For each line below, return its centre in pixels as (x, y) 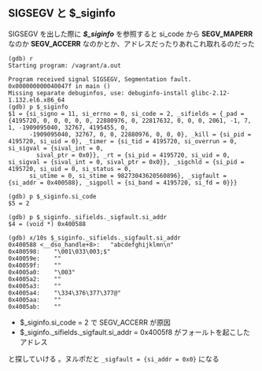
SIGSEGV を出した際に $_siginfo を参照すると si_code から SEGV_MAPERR (131, 34)
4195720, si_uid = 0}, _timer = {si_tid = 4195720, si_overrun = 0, (123, 141)
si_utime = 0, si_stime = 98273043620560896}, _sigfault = (127, 176)
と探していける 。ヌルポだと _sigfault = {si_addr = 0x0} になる (114, 358)
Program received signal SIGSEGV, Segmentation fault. (100, 79)
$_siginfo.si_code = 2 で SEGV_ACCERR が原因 (95, 322)
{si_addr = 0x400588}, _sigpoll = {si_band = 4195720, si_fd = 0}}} (123, 183)
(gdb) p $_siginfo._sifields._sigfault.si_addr (88, 217)
